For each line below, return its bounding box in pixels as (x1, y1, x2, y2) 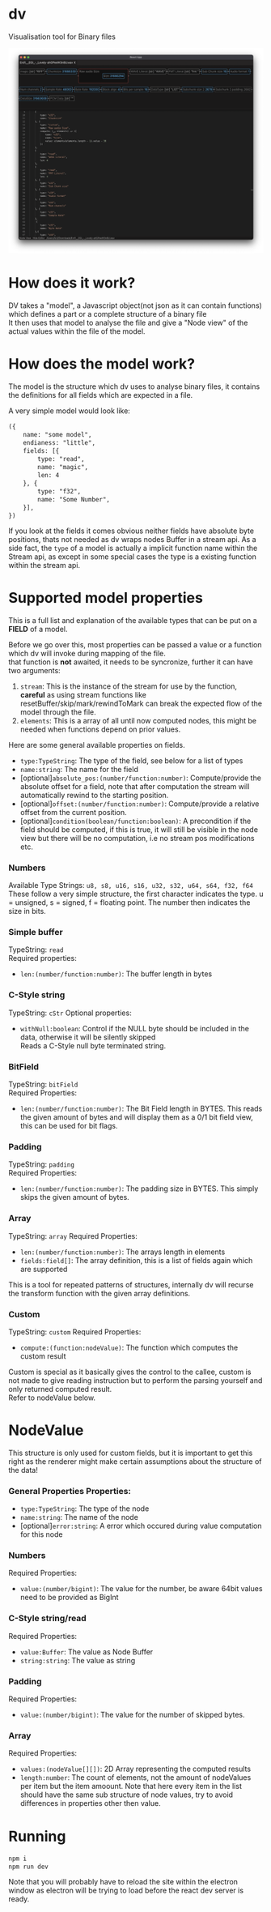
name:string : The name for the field (19, 764, 139, 774)
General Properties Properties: (8, 1485, 132, 1496)
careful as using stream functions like (19, 689, 147, 699)
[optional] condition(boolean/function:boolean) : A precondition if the (19, 816, 252, 826)
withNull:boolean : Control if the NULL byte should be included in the (19, 1023, 249, 1033)
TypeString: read (8, 945, 64, 954)
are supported (19, 1264, 68, 1274)
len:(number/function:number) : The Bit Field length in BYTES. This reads (19, 1103, 263, 1113)
